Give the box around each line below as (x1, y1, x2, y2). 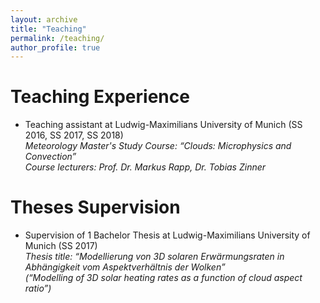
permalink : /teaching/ (10, 33, 105, 43)
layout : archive (10, 14, 78, 25)
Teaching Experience (10, 86, 190, 108)
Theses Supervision (10, 196, 181, 219)
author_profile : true (10, 42, 101, 53)
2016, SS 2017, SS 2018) (24, 129, 124, 141)
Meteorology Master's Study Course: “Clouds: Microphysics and (24, 140, 292, 152)
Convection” (24, 151, 77, 163)
